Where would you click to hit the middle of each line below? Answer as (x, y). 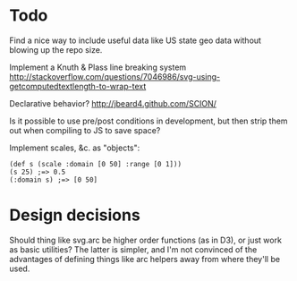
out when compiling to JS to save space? (85, 130)
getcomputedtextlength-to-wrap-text (78, 86)
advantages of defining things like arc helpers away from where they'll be (144, 259)
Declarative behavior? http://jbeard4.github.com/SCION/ (113, 103)
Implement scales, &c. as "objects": (75, 148)
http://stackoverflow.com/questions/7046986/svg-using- (115, 76)
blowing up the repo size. (56, 49)
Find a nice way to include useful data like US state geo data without (136, 40)
